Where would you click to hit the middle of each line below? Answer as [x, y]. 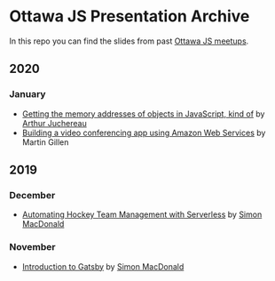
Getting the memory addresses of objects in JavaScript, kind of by [143, 114]
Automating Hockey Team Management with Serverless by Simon [142, 214]
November [32, 247]
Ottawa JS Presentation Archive [130, 16]
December [32, 195]
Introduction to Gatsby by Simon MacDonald [103, 266]
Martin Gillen [45, 142]
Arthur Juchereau [54, 123]
